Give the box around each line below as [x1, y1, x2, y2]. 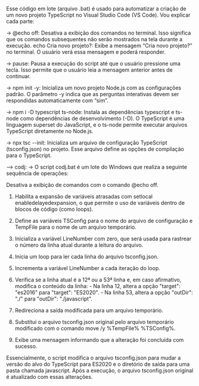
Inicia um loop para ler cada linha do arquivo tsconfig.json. [14, 253, 159, 260]
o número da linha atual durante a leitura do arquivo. [14, 241, 144, 249]
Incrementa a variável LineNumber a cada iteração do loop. [14, 265, 161, 271]
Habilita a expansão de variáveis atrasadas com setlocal [14, 193, 153, 200]
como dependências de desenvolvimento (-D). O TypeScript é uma [20, 115, 185, 122]
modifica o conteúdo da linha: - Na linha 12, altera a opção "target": [14, 283, 181, 289]
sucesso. [14, 343, 38, 350]
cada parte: [6, 18, 35, 24]
